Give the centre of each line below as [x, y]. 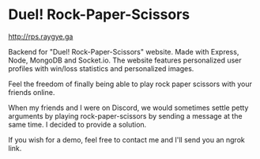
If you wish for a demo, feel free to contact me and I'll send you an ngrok [126, 139]
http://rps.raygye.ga [41, 36]
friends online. [32, 92]
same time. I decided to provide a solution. [77, 124]
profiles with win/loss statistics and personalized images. [101, 68]
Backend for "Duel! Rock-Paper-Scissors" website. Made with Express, [124, 51]
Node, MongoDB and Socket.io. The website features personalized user [125, 60]
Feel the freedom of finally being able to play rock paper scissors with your [130, 84]
